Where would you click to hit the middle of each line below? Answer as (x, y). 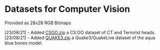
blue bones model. (24, 43)
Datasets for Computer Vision (67, 9)
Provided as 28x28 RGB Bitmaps (38, 23)
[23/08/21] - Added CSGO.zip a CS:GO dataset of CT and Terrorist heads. (80, 32)
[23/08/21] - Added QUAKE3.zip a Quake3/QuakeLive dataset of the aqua (80, 38)
